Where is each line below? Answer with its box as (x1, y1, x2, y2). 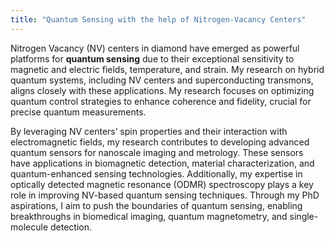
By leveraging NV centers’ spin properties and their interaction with (10, 125, 288, 137)
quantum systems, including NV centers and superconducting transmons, (10, 74, 314, 86)
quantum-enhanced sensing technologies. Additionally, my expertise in (10, 167, 303, 180)
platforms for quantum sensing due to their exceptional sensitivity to (10, 52, 295, 65)
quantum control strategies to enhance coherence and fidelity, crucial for (10, 95, 312, 107)
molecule (10, 221, 49, 233)
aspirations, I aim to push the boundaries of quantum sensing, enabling (10, 199, 303, 211)
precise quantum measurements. (10, 106, 147, 118)
